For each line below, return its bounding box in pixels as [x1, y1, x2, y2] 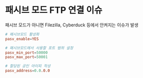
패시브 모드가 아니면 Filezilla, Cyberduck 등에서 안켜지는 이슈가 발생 [5, 22, 139, 28]
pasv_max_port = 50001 [5, 55, 48, 60]
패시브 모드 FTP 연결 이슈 [5, 4, 103, 16]
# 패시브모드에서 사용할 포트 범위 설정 [5, 45, 73, 50]
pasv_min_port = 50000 [5, 50, 48, 55]
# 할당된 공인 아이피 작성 [5, 64, 51, 69]
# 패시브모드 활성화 [5, 32, 39, 37]
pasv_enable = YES [5, 36, 39, 41]
